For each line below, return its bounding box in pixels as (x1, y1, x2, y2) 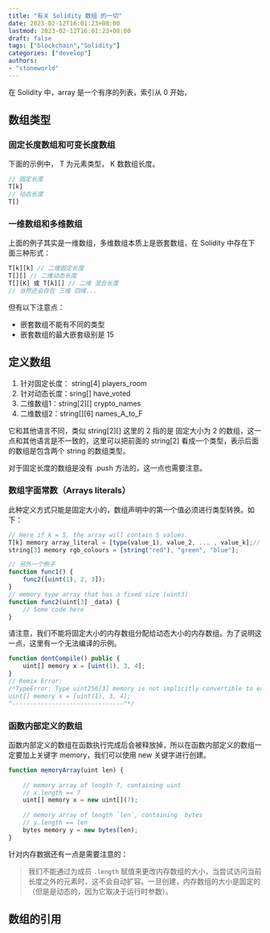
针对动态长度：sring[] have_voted (19, 388, 131, 398)
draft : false (8, 34, 52, 43)
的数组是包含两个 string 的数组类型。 (8, 446, 130, 455)
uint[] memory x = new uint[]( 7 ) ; (22, 796, 138, 804)
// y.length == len (22, 819, 88, 827)
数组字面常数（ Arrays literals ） (8, 485, 131, 496)
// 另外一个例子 (8, 561, 55, 569)
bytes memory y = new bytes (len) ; (22, 826, 138, 834)
